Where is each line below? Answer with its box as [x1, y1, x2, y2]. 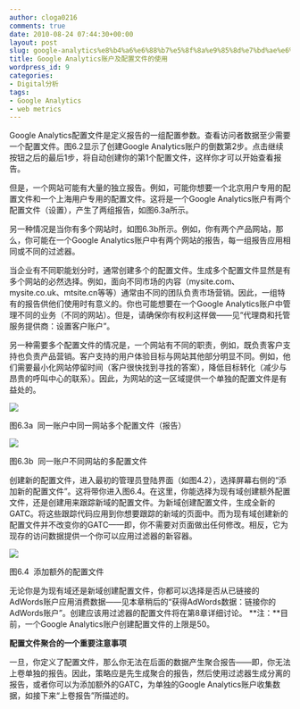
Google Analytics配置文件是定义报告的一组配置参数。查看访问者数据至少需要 [9, 130, 291, 141]
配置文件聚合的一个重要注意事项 [9, 638, 127, 648]
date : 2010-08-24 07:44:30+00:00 [9, 29, 134, 38]
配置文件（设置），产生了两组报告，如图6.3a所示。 [9, 204, 194, 215]
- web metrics [9, 104, 62, 113]
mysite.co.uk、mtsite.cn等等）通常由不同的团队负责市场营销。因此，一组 [9, 288, 279, 298]
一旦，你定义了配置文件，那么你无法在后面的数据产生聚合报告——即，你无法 [9, 657, 291, 668]
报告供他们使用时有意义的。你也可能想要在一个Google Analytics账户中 [24, 298, 283, 309]
